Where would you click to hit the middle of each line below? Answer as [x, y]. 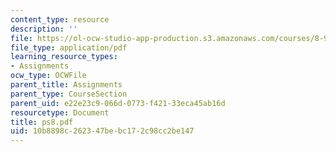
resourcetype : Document [60, 112]
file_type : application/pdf [69, 47]
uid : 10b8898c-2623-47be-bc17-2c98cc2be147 [102, 131]
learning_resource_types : [64, 57]
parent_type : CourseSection [69, 94]
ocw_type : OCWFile [48, 76]
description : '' [44, 29]
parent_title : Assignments [66, 85]
